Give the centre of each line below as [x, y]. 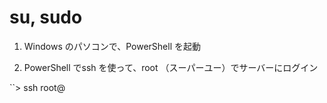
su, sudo [46, 17]
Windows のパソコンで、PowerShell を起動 [112, 46]
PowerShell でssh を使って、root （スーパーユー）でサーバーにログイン [171, 67]
